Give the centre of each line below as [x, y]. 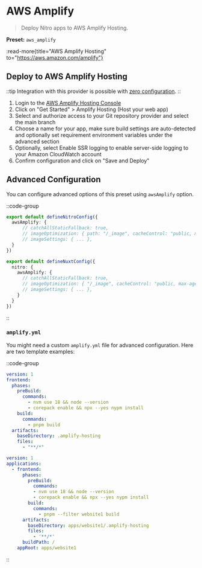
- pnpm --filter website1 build [79, 514]
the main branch [35, 122]
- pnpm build [44, 425]
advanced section [37, 141]
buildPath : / [38, 542]
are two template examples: [41, 351]
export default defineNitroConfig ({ [52, 217]
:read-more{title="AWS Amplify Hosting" [57, 51]
